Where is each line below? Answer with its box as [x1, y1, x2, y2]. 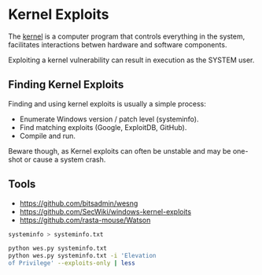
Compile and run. [19, 131, 76, 140]
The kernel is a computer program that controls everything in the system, [8, 32, 245, 41]
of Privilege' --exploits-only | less [8, 259, 135, 267]
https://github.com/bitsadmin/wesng [19, 199, 138, 208]
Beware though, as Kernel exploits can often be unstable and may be [8, 146, 231, 155]
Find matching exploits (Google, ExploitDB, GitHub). [19, 122, 187, 132]
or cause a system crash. [24, 154, 106, 164]
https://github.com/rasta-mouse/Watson [19, 215, 151, 225]
